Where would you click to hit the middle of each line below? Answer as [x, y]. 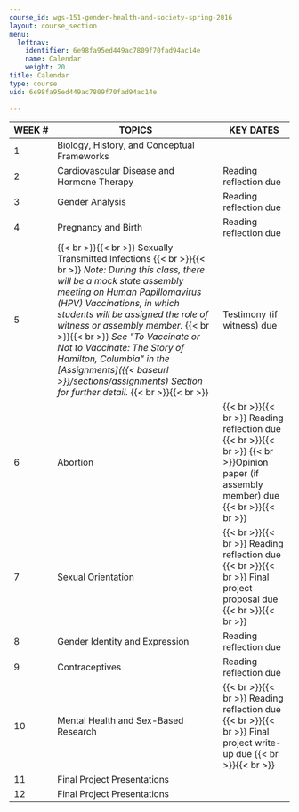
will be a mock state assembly [121, 280]
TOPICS [136, 130]
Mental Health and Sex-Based [121, 720]
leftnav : [33, 42]
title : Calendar [39, 76]
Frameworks [83, 156]
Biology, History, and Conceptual [126, 145]
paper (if [241, 473]
